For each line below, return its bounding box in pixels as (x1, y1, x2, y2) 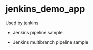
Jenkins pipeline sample (12, 29, 63, 35)
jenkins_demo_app (5, 3, 85, 15)
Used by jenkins (5, 20, 39, 26)
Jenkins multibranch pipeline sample (12, 39, 89, 45)
